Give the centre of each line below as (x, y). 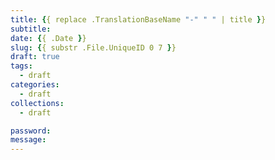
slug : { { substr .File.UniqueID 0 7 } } (93, 47)
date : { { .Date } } (48, 38)
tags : (21, 66)
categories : (35, 85)
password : (31, 131)
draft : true (35, 57)
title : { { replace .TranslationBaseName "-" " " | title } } (138, 19)
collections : (37, 103)
